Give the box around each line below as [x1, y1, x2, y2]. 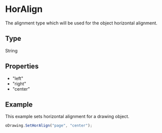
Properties [5, 62, 39, 71]
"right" [12, 81, 26, 87]
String [5, 47, 18, 53]
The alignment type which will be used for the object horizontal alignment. [5, 20, 158, 26]
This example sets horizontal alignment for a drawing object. [5, 114, 130, 120]
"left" [12, 75, 23, 81]
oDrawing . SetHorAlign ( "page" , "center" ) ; [5, 123, 93, 128]
